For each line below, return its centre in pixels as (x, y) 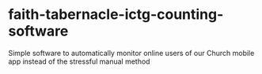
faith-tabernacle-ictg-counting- (116, 15)
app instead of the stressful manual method (79, 61)
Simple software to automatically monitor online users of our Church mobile (131, 53)
